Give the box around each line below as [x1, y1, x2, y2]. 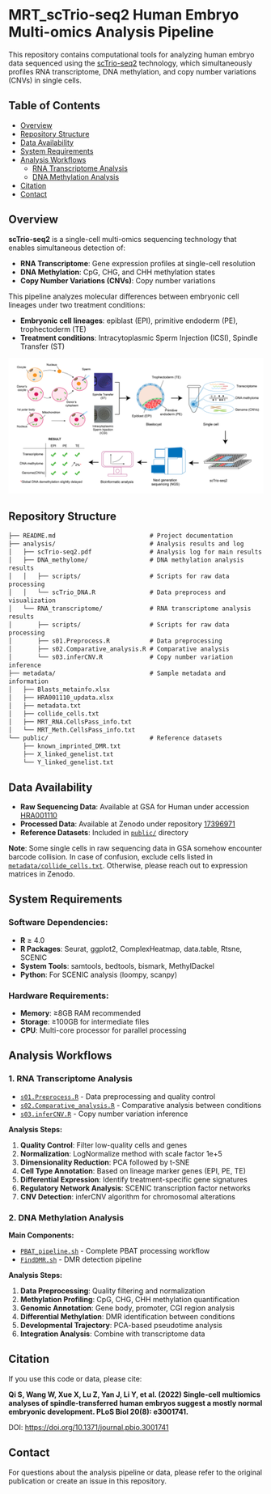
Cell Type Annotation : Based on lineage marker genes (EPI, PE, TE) [19, 1165, 247, 1175]
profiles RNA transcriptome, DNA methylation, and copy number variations [8, 66, 256, 76]
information [8, 677, 49, 685]
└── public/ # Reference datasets [8, 734, 222, 742]
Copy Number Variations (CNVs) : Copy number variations [19, 275, 216, 285]
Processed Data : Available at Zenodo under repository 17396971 [19, 819, 236, 829]
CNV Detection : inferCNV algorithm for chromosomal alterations [19, 1191, 236, 1201]
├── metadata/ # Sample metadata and [8, 669, 227, 677]
